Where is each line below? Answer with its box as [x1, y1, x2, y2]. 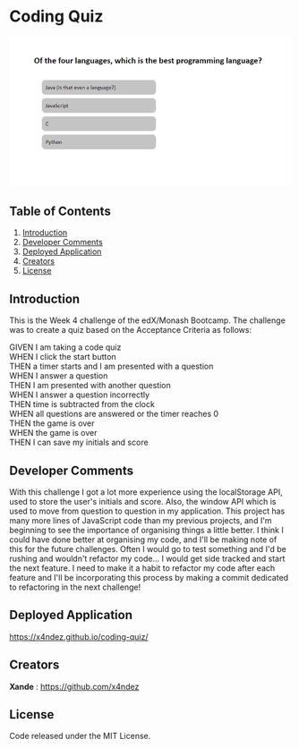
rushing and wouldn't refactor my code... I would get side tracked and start [9, 553, 286, 564]
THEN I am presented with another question [9, 380, 172, 391]
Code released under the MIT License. [9, 731, 151, 742]
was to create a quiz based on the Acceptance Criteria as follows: [9, 325, 252, 336]
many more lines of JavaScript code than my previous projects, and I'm [9, 514, 272, 525]
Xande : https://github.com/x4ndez [9, 681, 140, 692]
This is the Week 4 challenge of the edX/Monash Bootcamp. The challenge [9, 315, 286, 326]
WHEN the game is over [9, 428, 98, 438]
